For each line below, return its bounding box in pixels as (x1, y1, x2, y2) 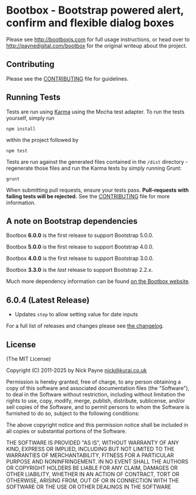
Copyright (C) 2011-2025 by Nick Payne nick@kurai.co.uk (6, 367, 147, 374)
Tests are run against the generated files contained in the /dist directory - (6, 158, 188, 165)
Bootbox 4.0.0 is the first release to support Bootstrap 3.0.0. (6, 255, 154, 262)
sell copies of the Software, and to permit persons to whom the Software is (6, 404, 190, 410)
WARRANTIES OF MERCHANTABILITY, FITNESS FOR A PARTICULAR (6, 452, 174, 459)
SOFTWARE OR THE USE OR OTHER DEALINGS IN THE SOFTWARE (6, 483, 171, 490)
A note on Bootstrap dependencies (6, 216, 138, 226)
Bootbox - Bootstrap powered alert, (6, 4, 184, 17)
